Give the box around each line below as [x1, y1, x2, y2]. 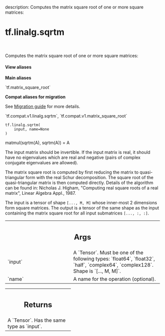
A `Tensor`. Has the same [7, 317, 66, 324]
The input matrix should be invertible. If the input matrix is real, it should [5, 150, 151, 155]
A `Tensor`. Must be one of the [73, 249, 143, 256]
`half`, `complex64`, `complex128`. [73, 261, 154, 268]
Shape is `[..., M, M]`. [73, 268, 121, 275]
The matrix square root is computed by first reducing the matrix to [5, 169, 139, 175]
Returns [24, 300, 53, 309]
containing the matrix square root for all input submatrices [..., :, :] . [5, 210, 149, 216]
